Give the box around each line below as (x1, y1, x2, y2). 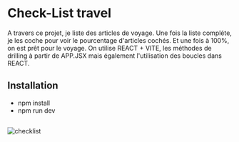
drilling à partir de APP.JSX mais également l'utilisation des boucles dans (7, 51, 223, 60)
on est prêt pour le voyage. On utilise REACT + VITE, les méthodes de (7, 44, 212, 52)
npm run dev (17, 106, 56, 115)
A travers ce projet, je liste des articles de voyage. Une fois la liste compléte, (7, 29, 232, 37)
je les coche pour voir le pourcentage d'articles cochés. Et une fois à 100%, (7, 36, 230, 44)
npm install (17, 98, 51, 107)
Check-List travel (7, 5, 112, 21)
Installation (7, 80, 59, 92)
